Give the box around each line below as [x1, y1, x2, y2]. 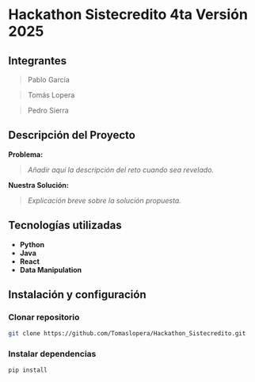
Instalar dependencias [8, 349, 97, 360]
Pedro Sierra [27, 105, 69, 115]
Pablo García [27, 75, 70, 84]
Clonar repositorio [8, 311, 80, 323]
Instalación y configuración [8, 288, 147, 302]
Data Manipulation [19, 265, 82, 274]
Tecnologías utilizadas [8, 219, 122, 232]
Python [19, 239, 45, 249]
